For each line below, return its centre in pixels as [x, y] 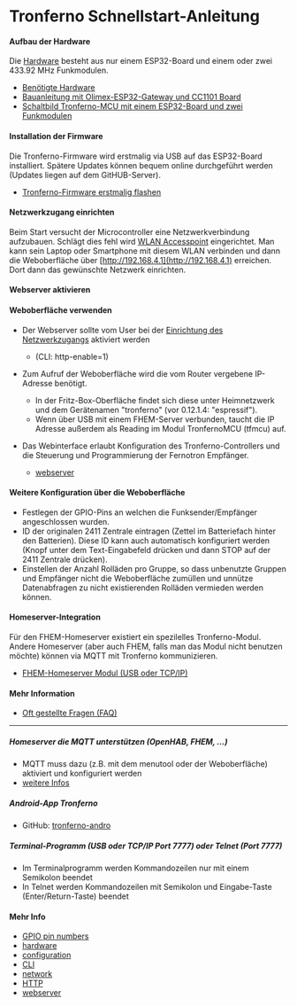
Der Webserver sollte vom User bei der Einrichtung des [122, 330]
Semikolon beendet [57, 877]
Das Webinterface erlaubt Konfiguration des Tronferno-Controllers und [151, 446]
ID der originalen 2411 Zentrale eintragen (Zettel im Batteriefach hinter [149, 531]
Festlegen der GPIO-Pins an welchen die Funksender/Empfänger [140, 512]
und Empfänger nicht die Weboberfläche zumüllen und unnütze [137, 578]
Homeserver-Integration [55, 617]
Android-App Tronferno [54, 803]
